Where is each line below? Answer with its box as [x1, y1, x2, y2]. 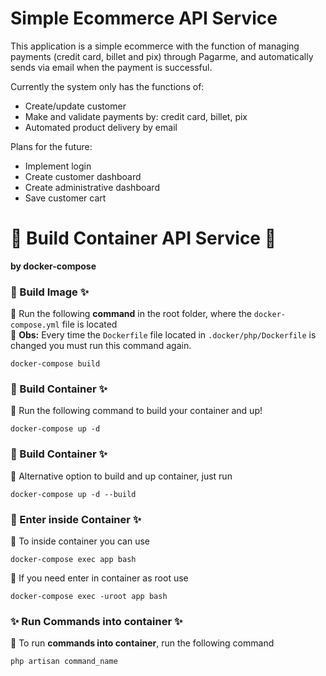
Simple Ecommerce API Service [10, 7, 278, 30]
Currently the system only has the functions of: [10, 80, 205, 92]
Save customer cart [24, 192, 107, 204]
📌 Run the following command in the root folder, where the [10, 308, 252, 320]
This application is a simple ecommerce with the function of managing [10, 40, 300, 52]
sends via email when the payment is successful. [10, 61, 213, 73]
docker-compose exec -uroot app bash [10, 592, 168, 602]
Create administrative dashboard [24, 181, 160, 193]
